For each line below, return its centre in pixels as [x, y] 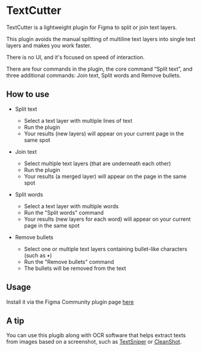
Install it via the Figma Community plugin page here [70, 302]
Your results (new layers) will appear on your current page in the [104, 133]
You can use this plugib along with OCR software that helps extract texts [96, 335]
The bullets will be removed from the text [75, 268]
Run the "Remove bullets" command [69, 261]
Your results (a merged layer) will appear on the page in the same [105, 176]
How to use [28, 94]
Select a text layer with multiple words [71, 206]
